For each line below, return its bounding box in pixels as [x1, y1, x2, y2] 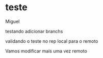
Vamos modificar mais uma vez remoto [5, 48, 88, 54]
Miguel [5, 18, 20, 24]
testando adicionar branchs [5, 28, 63, 34]
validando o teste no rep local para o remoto [5, 38, 98, 44]
